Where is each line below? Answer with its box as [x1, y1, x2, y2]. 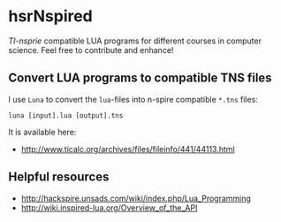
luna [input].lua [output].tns [8, 111, 124, 120]
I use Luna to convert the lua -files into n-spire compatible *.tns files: [8, 94, 258, 104]
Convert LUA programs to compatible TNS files [8, 71, 272, 86]
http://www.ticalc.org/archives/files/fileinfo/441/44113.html [20, 143, 235, 154]
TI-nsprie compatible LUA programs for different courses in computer [8, 35, 262, 46]
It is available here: [8, 126, 77, 137]
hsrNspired [8, 6, 94, 27]
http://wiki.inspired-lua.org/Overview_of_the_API [20, 202, 198, 213]
